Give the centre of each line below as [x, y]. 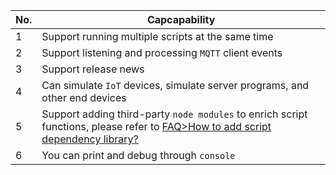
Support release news [93, 69]
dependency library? [90, 139]
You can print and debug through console [138, 155]
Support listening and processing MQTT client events [162, 52]
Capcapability [181, 19]
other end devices [84, 97]
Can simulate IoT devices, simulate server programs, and [175, 85]
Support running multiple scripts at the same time [157, 36]
